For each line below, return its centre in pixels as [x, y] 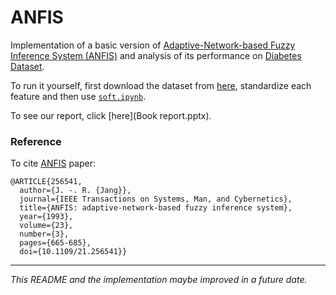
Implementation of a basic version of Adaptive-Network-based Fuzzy [153, 45]
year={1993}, [46, 217]
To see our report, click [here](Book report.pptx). [111, 115]
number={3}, [44, 234]
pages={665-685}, [55, 243]
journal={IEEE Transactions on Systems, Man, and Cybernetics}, [156, 199]
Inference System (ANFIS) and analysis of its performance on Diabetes [156, 55]
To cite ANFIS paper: [53, 163]
